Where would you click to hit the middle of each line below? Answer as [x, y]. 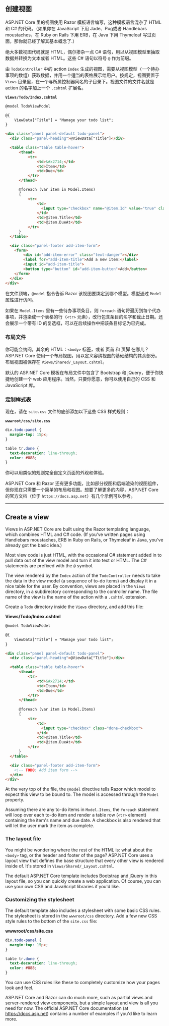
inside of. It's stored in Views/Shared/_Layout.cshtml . [60, 866]
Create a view [27, 517]
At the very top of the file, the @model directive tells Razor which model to [80, 789]
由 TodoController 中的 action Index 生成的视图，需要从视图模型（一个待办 [82, 69]
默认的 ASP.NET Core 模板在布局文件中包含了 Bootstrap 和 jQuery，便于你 [82, 372]
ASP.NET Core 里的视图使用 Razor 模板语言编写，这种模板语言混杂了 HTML [83, 22]
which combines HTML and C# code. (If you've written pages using [75, 534]
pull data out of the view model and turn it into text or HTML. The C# [76, 560]
